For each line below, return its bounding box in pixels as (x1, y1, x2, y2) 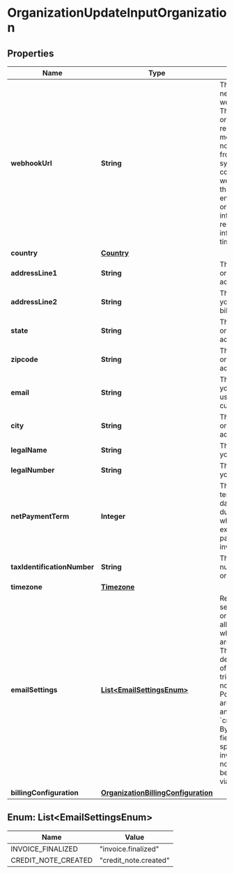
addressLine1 (10, 269, 58, 278)
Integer (100, 511, 126, 521)
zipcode (10, 354, 38, 364)
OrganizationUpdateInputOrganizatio (7, 5, 227, 21)
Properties (7, 47, 54, 59)
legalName (10, 445, 47, 455)
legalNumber (10, 465, 55, 475)
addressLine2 (10, 297, 58, 306)
